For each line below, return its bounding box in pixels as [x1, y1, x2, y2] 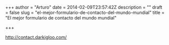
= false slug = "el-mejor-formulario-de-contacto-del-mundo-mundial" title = [5, 9, 165, 15]
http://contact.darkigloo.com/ [5, 34, 67, 40]
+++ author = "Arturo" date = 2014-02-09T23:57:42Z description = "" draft [5, 4, 162, 10]
